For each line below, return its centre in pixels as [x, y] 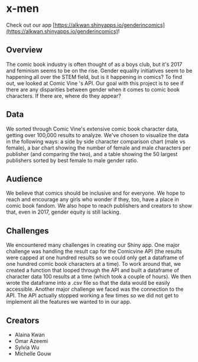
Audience [25, 179]
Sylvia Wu [27, 347]
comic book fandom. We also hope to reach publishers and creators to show [99, 206]
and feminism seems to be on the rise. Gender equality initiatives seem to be [99, 71]
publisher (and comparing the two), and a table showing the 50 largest [92, 154]
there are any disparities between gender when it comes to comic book [93, 89]
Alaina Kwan [30, 335]
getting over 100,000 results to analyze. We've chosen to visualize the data [98, 135]
